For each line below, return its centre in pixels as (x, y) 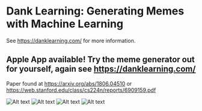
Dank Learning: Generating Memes (95, 11)
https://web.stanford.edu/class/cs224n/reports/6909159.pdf (81, 90)
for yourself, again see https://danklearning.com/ (101, 69)
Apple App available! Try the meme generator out (101, 59)
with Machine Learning (65, 24)
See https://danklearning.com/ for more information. (71, 40)
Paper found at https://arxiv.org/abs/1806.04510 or (69, 83)
